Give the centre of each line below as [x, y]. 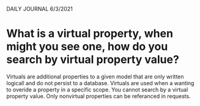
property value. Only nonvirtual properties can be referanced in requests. [98, 96]
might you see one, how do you [87, 47]
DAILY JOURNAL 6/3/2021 [40, 9]
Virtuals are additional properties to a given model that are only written [95, 77]
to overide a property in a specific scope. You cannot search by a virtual [97, 89]
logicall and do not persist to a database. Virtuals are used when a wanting [100, 83]
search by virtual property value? [93, 60]
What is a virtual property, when [90, 34]
